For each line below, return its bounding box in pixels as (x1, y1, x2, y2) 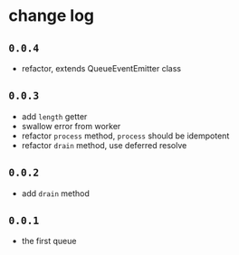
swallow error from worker (21, 120, 121, 131)
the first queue (21, 236, 77, 247)
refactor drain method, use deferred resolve (21, 139, 187, 150)
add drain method (21, 187, 90, 199)
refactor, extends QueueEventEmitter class (21, 63, 182, 73)
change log (8, 5, 95, 26)
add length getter (21, 110, 88, 122)
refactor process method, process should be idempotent (21, 130, 230, 141)
